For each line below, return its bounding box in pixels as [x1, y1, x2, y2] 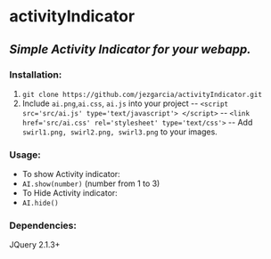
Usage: [9, 149, 42, 161]
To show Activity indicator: [21, 169, 120, 180]
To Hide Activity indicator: [21, 188, 118, 198]
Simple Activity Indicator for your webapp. [9, 42, 251, 57]
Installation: [9, 69, 62, 81]
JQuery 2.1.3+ [9, 239, 61, 250]
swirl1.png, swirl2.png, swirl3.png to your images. [21, 126, 218, 137]
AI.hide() [21, 198, 60, 208]
